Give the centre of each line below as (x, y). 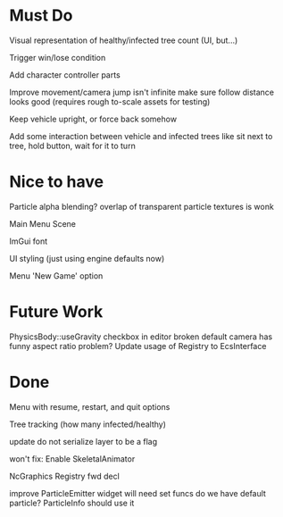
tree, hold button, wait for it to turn (72, 146)
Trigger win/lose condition (58, 57)
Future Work (56, 312)
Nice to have (57, 182)
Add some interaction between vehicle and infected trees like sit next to (141, 136)
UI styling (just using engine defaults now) (87, 258)
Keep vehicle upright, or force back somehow (93, 119)
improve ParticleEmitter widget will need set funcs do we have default (137, 493)
